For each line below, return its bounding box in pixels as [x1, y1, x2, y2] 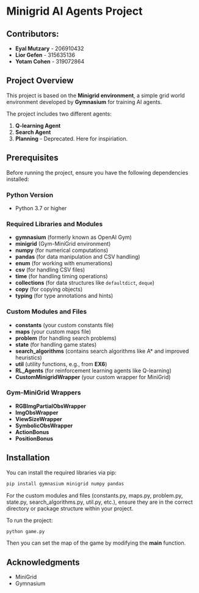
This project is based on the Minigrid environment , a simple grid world [6, 92, 185, 99]
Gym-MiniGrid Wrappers [6, 388, 81, 397]
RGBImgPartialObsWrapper [15, 402, 87, 410]
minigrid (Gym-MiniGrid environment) [15, 240, 111, 248]
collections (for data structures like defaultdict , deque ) [15, 279, 154, 287]
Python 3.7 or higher [15, 204, 67, 212]
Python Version [6, 191, 54, 199]
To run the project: [6, 517, 53, 524]
